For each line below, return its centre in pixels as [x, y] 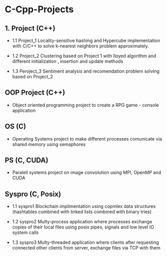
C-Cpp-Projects [39, 9]
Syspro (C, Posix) [33, 194]
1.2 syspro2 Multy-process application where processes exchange [82, 222]
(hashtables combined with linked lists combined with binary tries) [82, 212]
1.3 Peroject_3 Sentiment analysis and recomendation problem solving [86, 71]
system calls [25, 232]
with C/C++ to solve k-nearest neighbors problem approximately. [80, 46]
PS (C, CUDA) [27, 160]
